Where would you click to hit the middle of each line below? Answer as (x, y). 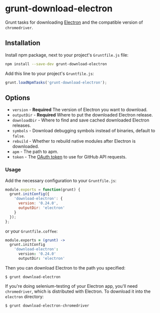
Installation (23, 43)
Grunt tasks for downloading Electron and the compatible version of (74, 22)
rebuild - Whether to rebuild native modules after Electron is (74, 141)
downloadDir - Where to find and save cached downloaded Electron (81, 120)
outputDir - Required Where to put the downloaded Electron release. (82, 115)
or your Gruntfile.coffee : (31, 231)
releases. (21, 125)
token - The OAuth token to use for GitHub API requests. (69, 157)
